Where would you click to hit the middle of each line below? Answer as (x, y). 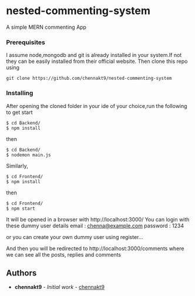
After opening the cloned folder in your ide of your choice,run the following (97, 106)
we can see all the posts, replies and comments (64, 254)
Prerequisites (26, 42)
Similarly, (17, 166)
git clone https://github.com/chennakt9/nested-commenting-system (89, 78)
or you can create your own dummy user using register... (75, 237)
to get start (20, 112)
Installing (20, 93)
